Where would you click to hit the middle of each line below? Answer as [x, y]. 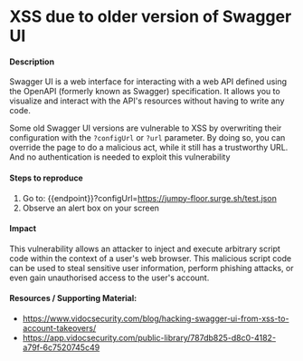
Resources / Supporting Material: [73, 298]
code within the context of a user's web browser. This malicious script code [151, 258]
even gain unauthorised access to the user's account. [109, 278]
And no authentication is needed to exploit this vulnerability [120, 157]
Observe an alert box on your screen [91, 208]
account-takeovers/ [59, 328]
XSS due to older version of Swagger [151, 17]
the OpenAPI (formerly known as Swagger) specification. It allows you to [145, 92]
